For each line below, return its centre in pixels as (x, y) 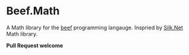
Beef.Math (33, 11)
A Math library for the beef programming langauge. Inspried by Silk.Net (94, 27)
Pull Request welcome (35, 45)
